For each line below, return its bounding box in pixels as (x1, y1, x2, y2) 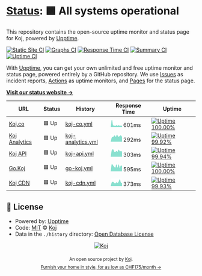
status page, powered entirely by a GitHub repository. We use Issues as (6, 70, 183, 78)
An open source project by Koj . (69, 256, 133, 262)
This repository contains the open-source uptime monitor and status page (6, 28, 189, 35)
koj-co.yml (65, 120, 93, 127)
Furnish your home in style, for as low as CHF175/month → (40, 264, 162, 270)
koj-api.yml (65, 150, 94, 157)
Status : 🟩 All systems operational (6, 4, 179, 18)
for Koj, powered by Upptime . (6, 34, 79, 41)
